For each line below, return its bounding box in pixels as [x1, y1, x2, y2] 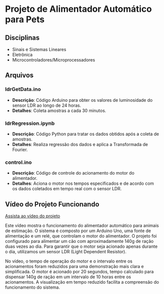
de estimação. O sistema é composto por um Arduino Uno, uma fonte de [5, 228, 151, 234]
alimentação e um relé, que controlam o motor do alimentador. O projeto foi [5, 233, 157, 239]
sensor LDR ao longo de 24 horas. [12, 102, 81, 108]
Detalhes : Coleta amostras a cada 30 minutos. [12, 107, 106, 114]
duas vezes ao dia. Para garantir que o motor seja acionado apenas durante [5, 243, 158, 249]
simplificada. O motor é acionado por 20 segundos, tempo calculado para [5, 269, 154, 275]
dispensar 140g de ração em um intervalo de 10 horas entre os [5, 274, 131, 280]
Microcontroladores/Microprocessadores [12, 57, 95, 62]
